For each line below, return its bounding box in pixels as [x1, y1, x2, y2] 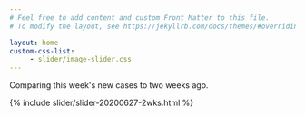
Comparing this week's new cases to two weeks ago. [9, 80, 209, 91]
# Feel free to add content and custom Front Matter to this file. [9, 13, 271, 23]
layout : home [9, 38, 59, 47]
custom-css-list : [9, 46, 75, 55]
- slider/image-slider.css [29, 55, 132, 64]
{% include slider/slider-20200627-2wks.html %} [9, 97, 193, 109]
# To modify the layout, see [9, 22, 120, 31]
